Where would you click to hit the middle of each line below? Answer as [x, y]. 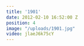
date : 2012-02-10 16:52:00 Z [42, 17]
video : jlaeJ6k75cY [30, 34]
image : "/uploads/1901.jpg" [41, 28]
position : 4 [21, 23]
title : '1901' [24, 12]
